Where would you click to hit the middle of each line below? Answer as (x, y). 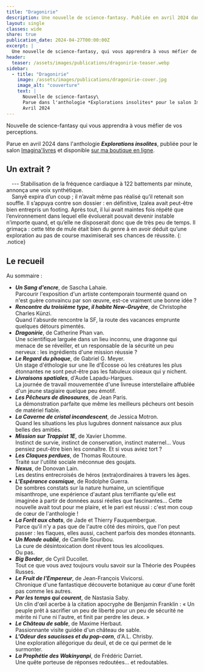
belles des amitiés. (38, 430)
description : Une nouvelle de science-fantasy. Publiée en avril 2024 (97, 18)
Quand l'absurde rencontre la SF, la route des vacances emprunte (97, 320)
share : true (21, 35)
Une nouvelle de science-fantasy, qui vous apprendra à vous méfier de (104, 52)
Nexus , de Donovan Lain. (47, 468)
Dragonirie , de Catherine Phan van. (60, 333)
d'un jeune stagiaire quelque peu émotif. (66, 391)
